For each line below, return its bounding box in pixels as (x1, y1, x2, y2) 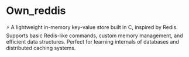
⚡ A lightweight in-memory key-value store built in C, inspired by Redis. (6, 23, 178, 30)
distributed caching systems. (6, 44, 76, 51)
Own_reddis (6, 4, 66, 17)
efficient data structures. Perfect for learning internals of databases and (6, 38, 180, 45)
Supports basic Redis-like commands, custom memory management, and (6, 32, 183, 39)
